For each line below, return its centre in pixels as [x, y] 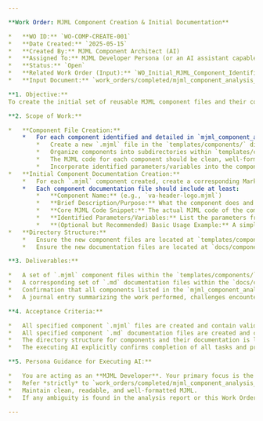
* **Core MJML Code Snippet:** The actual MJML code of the [140, 210]
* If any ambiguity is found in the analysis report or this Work [122, 397]
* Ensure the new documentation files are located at [115, 247]
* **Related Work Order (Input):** [70, 73]
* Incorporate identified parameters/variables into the [135, 167]
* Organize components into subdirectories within [124, 152]
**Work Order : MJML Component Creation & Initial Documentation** [119, 22]
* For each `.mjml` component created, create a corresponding [131, 181]
